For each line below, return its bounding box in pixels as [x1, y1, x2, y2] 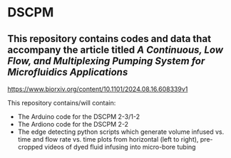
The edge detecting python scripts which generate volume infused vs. [17, 127, 225, 136]
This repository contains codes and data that [7, 33, 212, 45]
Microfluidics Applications [7, 65, 128, 78]
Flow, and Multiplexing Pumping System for [7, 55, 205, 67]
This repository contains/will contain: [7, 99, 116, 107]
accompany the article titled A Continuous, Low [7, 43, 223, 56]
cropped [17, 143, 43, 151]
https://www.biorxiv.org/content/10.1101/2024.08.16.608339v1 [7, 85, 188, 93]
